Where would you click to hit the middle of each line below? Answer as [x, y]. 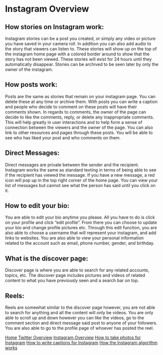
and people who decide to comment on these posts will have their [71, 107]
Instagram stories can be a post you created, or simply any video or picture [80, 38]
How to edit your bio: [37, 206]
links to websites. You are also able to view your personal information [74, 238]
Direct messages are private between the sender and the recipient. [72, 165]
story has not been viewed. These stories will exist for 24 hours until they [78, 59]
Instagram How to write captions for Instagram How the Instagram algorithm [81, 343]
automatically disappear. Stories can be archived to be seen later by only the [82, 64]
